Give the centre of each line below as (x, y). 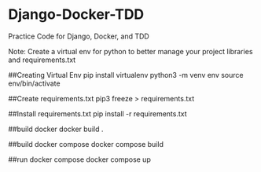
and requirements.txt (42, 60)
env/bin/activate (34, 83)
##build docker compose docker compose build (86, 144)
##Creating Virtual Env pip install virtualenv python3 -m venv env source (126, 75)
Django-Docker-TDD (76, 15)
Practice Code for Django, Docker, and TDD (79, 36)
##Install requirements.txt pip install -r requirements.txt (97, 113)
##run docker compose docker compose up (79, 159)
